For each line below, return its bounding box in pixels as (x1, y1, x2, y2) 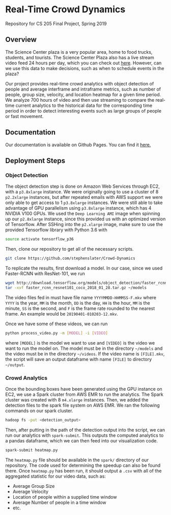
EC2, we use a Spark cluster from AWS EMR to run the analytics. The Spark (5, 391, 164, 397)
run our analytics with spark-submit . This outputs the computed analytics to (5, 432, 164, 438)
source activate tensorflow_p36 (5, 237, 74, 242)
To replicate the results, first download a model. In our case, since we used (5, 265, 163, 271)
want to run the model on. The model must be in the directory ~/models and (5, 345, 163, 351)
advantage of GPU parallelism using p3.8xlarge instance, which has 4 (5, 205, 152, 211)
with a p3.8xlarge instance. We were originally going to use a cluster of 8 (5, 189, 159, 195)
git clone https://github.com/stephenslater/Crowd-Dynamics (5, 256, 136, 261)
